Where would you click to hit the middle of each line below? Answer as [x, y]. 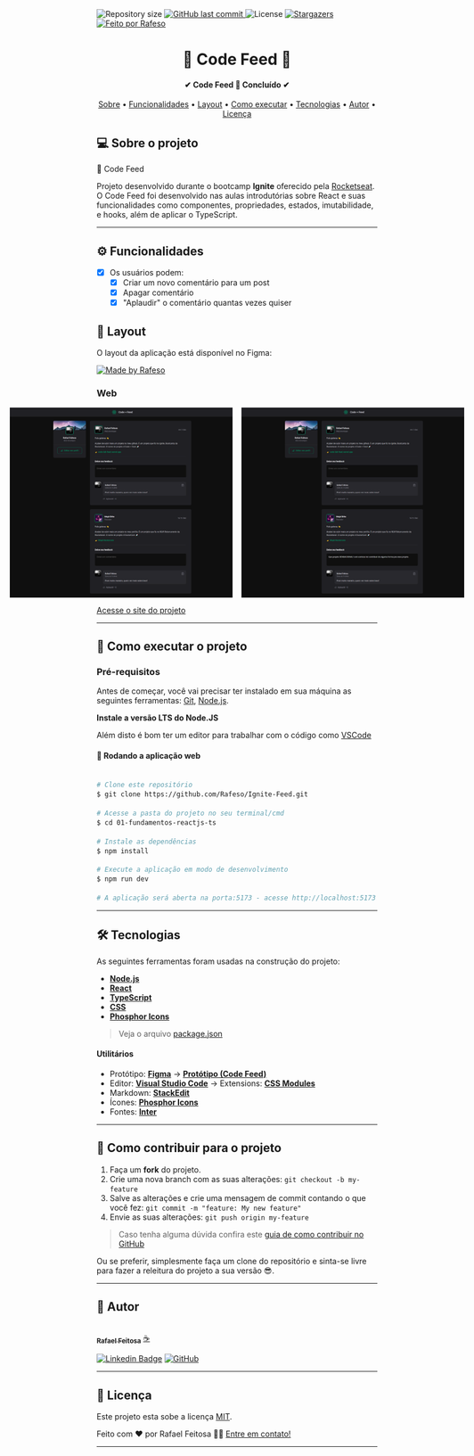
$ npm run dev [123, 879]
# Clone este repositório [144, 785]
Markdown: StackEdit [149, 1092]
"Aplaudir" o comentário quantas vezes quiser [207, 303]
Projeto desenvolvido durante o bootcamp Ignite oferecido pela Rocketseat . [236, 186]
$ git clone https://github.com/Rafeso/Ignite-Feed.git [202, 794]
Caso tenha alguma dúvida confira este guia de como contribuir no [241, 1234]
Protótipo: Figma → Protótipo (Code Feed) [188, 1073]
